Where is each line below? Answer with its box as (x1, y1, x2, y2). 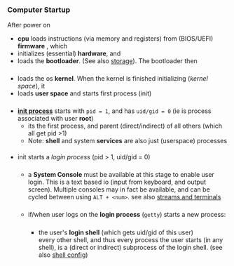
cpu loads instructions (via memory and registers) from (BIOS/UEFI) (17, 34, 214, 43)
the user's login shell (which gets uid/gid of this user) (38, 228, 194, 237)
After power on (7, 21, 51, 29)
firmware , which (17, 42, 68, 51)
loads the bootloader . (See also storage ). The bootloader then (17, 57, 198, 65)
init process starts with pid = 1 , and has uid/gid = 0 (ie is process (17, 107, 212, 115)
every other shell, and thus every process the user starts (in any (38, 235, 223, 244)
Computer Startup (7, 5, 71, 15)
